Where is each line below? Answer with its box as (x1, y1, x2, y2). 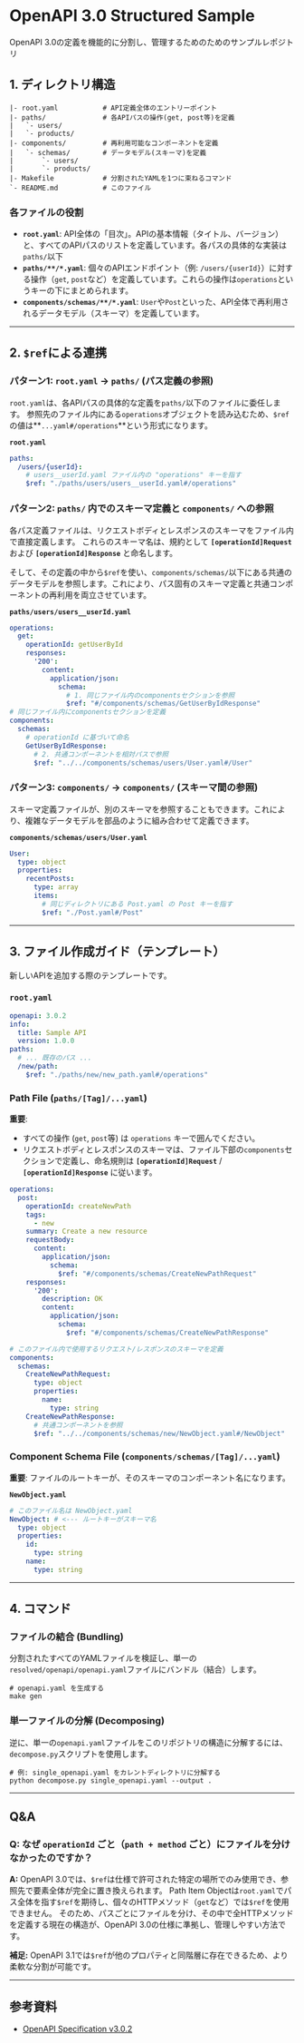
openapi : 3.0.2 (9, 1011, 67, 1021)
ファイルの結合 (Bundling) (9, 1630, 124, 1643)
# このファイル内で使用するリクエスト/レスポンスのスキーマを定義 (9, 1344, 223, 1354)
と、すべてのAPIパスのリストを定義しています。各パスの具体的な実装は (22, 239, 288, 250)
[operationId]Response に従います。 (22, 1167, 157, 1178)
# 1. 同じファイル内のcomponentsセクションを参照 (66, 690, 235, 699)
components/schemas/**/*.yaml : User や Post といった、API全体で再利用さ (22, 297, 290, 308)
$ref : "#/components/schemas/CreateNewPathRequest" (57, 1269, 257, 1278)
